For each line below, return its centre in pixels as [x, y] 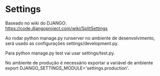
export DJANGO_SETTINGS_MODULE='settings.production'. [67, 68]
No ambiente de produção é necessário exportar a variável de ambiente [79, 62]
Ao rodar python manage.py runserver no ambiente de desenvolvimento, [80, 38]
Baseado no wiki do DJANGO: [36, 23]
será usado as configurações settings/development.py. [62, 43]
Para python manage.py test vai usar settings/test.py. [60, 53]
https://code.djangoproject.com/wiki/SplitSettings [56, 28]
